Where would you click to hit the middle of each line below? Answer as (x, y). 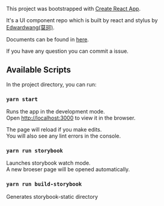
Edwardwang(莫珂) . (31, 27)
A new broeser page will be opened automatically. (68, 169)
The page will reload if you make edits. (54, 130)
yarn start (22, 99)
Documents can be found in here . (47, 39)
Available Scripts (38, 70)
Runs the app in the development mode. (56, 112)
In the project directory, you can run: (51, 84)
